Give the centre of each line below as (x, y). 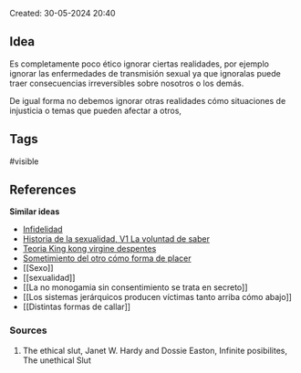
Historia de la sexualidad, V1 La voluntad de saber (116, 239)
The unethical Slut (57, 360)
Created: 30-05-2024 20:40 (62, 13)
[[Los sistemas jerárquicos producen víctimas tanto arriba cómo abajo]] (157, 297)
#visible (24, 161)
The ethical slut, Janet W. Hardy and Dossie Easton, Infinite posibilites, (155, 350)
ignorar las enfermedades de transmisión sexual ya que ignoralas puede (145, 73)
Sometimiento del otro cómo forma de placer (107, 258)
